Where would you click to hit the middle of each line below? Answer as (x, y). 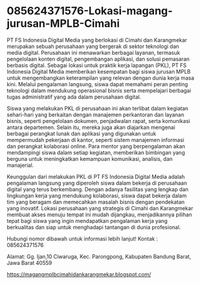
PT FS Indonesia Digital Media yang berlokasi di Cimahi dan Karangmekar (97, 40)
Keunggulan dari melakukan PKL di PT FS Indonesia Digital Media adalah (96, 176)
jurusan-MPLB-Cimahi (63, 23)
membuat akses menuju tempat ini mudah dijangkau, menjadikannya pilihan (99, 214)
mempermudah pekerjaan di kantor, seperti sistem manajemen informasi (96, 140)
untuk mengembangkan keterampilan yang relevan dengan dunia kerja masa (101, 78)
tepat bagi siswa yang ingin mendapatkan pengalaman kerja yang (87, 220)
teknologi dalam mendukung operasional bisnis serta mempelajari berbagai (99, 90)
